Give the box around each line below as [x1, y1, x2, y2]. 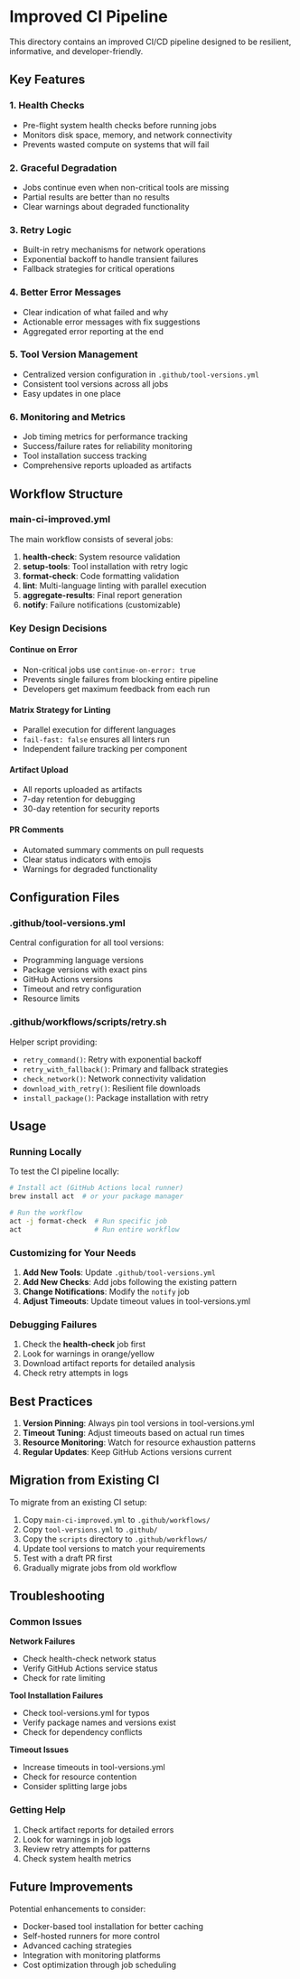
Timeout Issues [9, 1744, 70, 1755]
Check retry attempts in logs [22, 1367, 129, 1379]
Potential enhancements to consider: [9, 1903, 146, 1914]
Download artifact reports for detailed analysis [22, 1358, 196, 1369]
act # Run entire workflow [9, 1224, 180, 1234]
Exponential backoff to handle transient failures [22, 254, 199, 265]
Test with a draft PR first [22, 1552, 113, 1563]
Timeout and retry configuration [22, 983, 142, 995]
